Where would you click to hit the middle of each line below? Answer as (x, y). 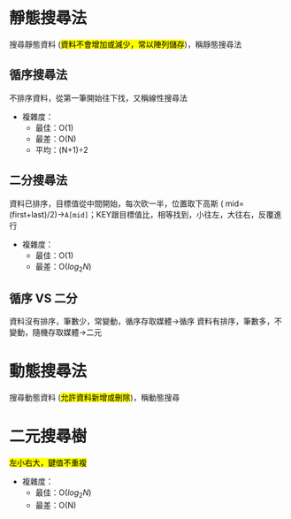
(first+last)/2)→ (37, 214)
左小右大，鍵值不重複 (48, 463)
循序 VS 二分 (43, 298)
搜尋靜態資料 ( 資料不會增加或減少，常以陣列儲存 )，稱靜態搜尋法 (126, 44)
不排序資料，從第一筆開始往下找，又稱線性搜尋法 (98, 97)
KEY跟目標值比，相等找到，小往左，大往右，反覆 (185, 214)
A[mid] (77, 215)
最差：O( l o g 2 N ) (63, 267)
